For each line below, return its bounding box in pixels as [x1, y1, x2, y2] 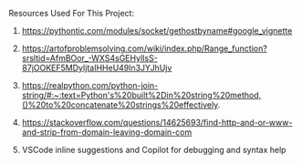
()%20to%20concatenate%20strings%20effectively [21, 99, 218, 110]
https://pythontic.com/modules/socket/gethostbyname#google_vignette [21, 26, 293, 36]
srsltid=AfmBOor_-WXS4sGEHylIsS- [21, 53, 159, 63]
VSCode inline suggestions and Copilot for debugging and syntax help [21, 145, 286, 155]
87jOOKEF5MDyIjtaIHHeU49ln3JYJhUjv [21, 63, 172, 73]
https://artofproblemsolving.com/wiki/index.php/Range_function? [21, 43, 268, 54]
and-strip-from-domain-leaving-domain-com [21, 127, 193, 138]
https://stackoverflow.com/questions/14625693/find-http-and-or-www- [21, 118, 293, 128]
